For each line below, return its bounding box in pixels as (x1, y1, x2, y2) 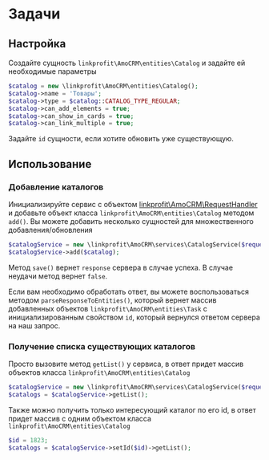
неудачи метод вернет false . (8, 271, 108, 281)
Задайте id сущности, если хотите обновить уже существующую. (8, 134, 235, 144)
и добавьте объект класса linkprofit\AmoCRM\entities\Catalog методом (8, 208, 255, 218)
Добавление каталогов (8, 181, 104, 193)
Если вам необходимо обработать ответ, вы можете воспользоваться (8, 287, 250, 296)
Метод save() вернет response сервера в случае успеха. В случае (8, 263, 234, 272)
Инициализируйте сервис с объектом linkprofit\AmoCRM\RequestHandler (8, 199, 258, 209)
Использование (8, 157, 92, 171)
